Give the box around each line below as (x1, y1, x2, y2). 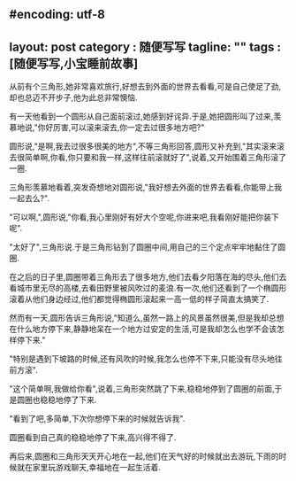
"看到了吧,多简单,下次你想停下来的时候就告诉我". (9, 414, 186, 424)
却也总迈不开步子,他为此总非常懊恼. (9, 92, 139, 103)
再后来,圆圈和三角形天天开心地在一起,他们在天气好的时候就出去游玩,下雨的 (9, 451, 280, 462)
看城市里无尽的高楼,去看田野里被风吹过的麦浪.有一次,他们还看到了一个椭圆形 (9, 283, 287, 293)
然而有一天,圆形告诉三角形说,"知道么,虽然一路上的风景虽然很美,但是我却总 (9, 313, 277, 323)
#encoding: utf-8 (9, 7, 106, 22)
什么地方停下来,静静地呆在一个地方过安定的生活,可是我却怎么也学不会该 (16, 323, 277, 335)
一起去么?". (9, 193, 50, 204)
